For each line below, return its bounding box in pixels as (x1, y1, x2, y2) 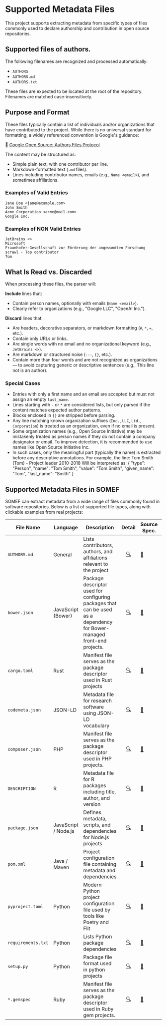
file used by (83, 906, 111, 913)
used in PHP (83, 755, 112, 762)
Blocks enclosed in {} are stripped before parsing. (12, 412, 116, 418)
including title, (83, 788, 116, 795)
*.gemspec (7, 997, 31, 1003)
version (83, 801, 101, 808)
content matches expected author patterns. (12, 407, 102, 413)
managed (83, 631, 105, 638)
